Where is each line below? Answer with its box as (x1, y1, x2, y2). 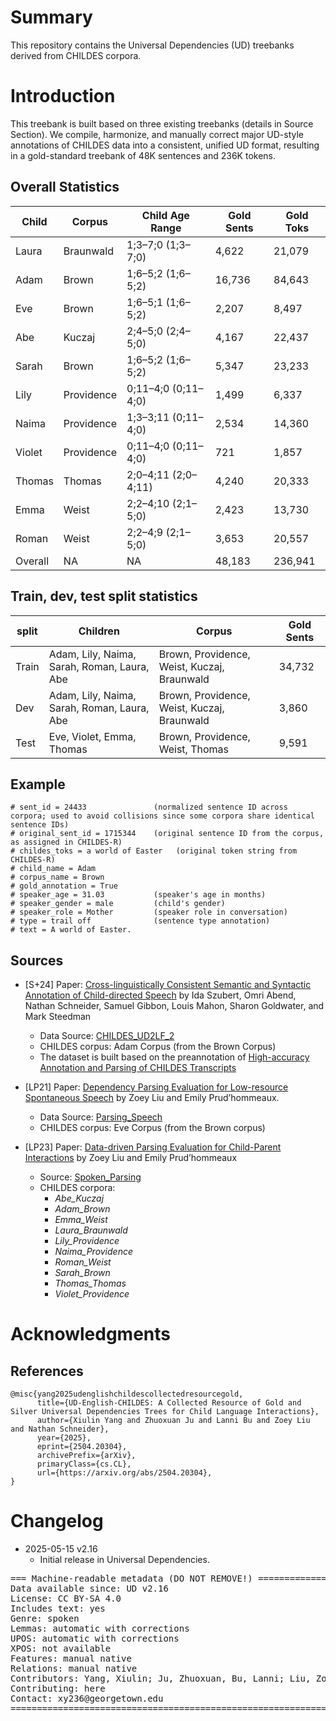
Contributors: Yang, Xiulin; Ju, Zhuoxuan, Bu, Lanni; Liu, (10, 1673, 312, 1685)
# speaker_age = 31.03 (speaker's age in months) (10, 890, 267, 900)
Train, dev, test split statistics (10, 588, 198, 605)
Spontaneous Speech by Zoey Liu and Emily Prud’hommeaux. (24, 1092, 280, 1104)
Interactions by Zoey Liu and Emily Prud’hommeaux (24, 1152, 238, 1164)
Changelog (10, 1510, 104, 1533)
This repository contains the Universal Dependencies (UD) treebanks (10, 39, 295, 51)
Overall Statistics (10, 179, 120, 196)
